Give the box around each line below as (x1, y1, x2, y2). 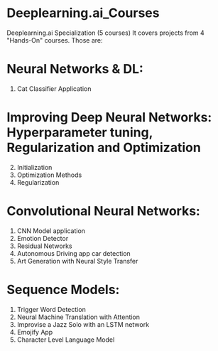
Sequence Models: (6, 281, 120, 298)
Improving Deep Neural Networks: (6, 109, 212, 126)
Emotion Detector (16, 234, 69, 242)
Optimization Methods (16, 171, 82, 179)
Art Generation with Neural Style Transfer (16, 256, 138, 265)
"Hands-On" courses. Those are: (6, 36, 104, 44)
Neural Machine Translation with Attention (16, 313, 140, 321)
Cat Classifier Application (16, 84, 92, 93)
